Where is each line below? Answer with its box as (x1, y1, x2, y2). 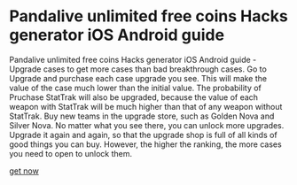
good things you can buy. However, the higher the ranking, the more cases (9, 139, 282, 150)
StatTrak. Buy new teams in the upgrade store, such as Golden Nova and (9, 111, 275, 121)
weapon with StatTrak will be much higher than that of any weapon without (9, 101, 283, 112)
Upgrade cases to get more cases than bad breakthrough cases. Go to (9, 64, 268, 74)
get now (9, 166, 40, 176)
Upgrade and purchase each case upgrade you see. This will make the (9, 73, 268, 83)
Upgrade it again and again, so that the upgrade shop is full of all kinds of (9, 129, 277, 140)
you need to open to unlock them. (9, 148, 133, 158)
